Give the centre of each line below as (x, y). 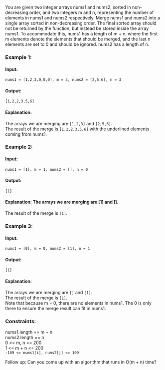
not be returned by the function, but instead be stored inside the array (77, 28)
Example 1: (18, 57)
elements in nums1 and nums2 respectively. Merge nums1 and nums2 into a (83, 18)
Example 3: (19, 226)
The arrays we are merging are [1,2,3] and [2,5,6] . (59, 123)
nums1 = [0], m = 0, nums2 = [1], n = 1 (48, 249)
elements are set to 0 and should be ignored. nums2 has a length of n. (77, 44)
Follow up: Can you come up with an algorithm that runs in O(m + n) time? (81, 362)
